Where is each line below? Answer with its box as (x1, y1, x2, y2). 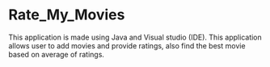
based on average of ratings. (8, 49, 105, 59)
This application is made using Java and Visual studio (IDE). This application (8, 32, 263, 42)
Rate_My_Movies (8, 6, 125, 24)
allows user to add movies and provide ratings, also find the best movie (8, 40, 246, 50)
